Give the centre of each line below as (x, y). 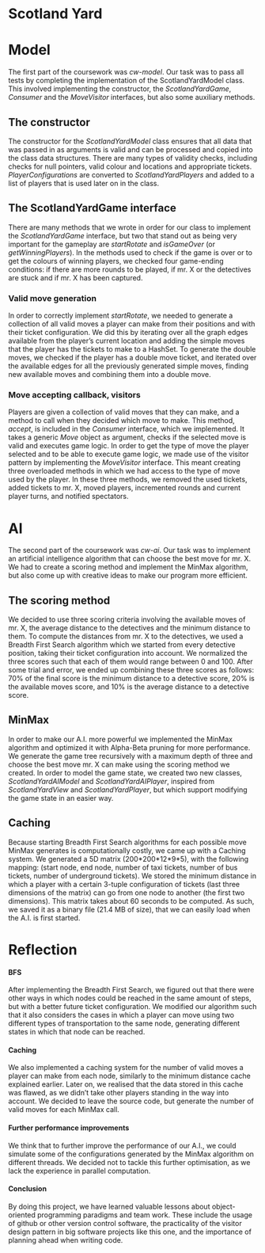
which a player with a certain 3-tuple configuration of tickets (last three (124, 884)
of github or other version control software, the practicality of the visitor (125, 1223)
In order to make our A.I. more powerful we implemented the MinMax (121, 739)
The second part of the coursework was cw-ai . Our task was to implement (129, 550)
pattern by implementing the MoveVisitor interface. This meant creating (125, 463)
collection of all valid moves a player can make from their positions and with (132, 324)
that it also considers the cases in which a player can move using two (121, 1015)
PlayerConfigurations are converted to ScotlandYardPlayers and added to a (131, 174)
